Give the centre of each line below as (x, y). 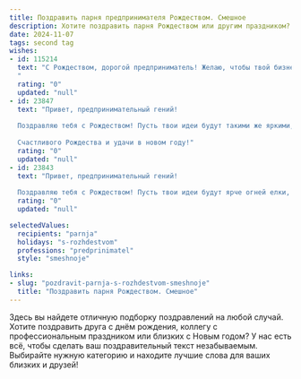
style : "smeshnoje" (54, 259)
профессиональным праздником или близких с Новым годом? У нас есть (150, 336)
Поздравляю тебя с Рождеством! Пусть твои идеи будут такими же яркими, (156, 126)
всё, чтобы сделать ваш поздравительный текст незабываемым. (133, 345)
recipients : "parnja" (58, 234)
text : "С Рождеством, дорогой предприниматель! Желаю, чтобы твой (144, 68)
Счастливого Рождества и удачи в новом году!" (106, 142)
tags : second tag (42, 43)
